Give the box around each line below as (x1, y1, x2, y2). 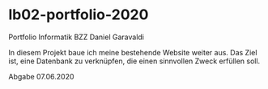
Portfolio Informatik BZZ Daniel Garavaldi (8, 32, 144, 42)
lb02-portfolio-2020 (8, 6, 149, 24)
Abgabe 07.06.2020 (8, 71, 74, 81)
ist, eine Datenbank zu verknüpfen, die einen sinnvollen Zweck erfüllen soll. (8, 56, 261, 66)
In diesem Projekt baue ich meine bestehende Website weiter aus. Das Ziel (8, 47, 257, 57)
